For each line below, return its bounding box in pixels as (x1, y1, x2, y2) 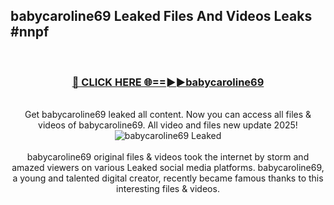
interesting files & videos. (116, 183, 220, 195)
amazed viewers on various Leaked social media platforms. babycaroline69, (11, 162, 325, 174)
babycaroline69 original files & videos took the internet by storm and (26, 151, 310, 163)
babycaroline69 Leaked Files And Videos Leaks (10, 8, 313, 25)
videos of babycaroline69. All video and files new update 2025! (38, 119, 298, 131)
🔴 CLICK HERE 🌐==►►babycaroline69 (71, 75, 265, 89)
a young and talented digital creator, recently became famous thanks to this (12, 172, 324, 184)
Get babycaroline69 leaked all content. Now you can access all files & (24, 109, 312, 121)
